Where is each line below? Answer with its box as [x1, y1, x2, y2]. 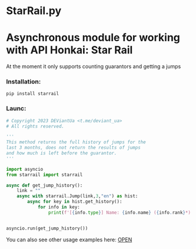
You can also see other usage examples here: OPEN [6, 236, 132, 243]
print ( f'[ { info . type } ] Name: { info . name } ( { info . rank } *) [48, 210, 191, 216]
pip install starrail [6, 91, 59, 97]
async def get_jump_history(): [6, 182, 83, 189]
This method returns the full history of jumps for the [6, 139, 146, 145]
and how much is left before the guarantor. [6, 150, 117, 156]
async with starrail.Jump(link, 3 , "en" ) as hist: [16, 193, 138, 199]
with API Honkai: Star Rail [6, 43, 133, 57]
